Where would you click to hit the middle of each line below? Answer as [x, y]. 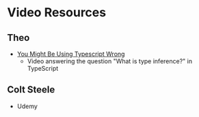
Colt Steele [31, 90]
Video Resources [57, 13]
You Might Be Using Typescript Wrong [71, 54]
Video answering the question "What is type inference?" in [110, 61]
